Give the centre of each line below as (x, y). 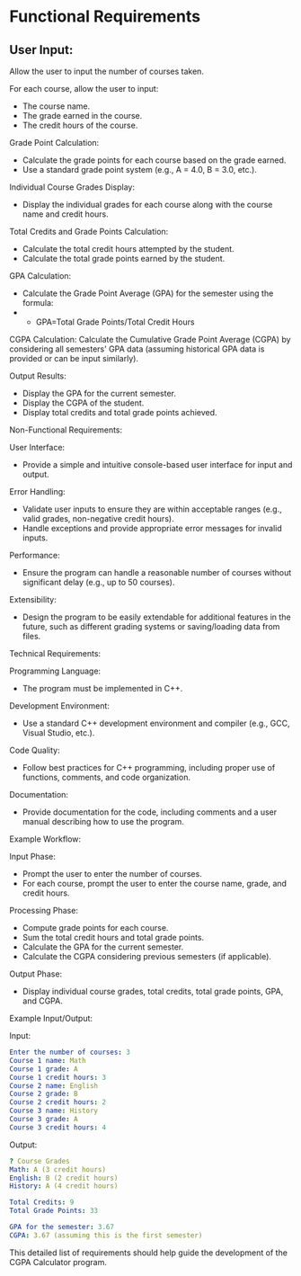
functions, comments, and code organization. (106, 777)
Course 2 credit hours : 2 (58, 1102)
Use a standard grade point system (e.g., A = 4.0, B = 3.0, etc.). (140, 170)
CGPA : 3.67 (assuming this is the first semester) (106, 1235)
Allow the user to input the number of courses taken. (107, 71)
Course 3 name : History (54, 1111)
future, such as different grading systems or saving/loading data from (151, 626)
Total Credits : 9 (42, 1202)
